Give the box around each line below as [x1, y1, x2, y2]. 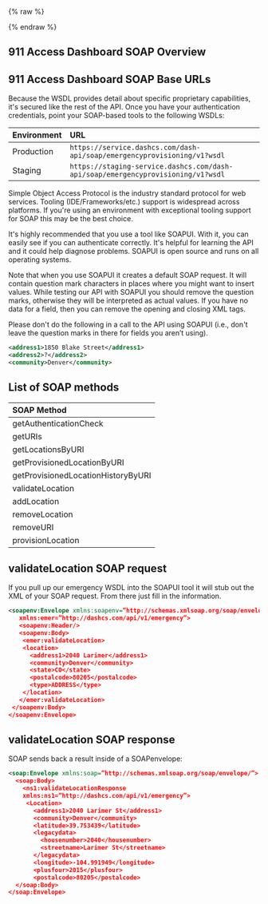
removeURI [12, 521, 54, 533]
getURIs [12, 430, 42, 442]
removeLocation [12, 509, 73, 520]
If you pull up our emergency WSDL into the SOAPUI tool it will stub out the [8, 583, 254, 593]
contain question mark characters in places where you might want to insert [8, 279, 254, 288]
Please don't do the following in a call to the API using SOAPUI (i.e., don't [8, 319, 249, 330]
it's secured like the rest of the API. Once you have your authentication [8, 102, 241, 112]
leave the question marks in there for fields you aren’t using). [8, 328, 209, 338]
